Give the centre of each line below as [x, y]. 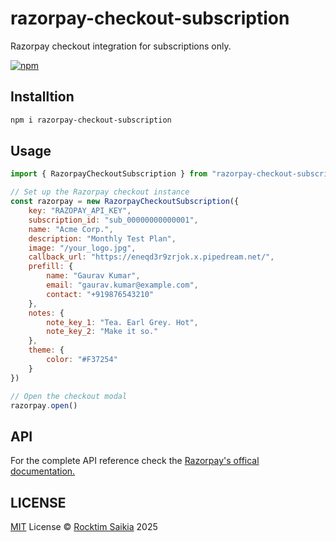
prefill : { [51, 267]
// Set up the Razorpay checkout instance [100, 192]
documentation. [43, 471]
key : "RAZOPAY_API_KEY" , [80, 211]
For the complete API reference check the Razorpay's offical [135, 461]
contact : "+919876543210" [100, 294]
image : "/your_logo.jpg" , [82, 248]
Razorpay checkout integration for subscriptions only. [121, 46]
